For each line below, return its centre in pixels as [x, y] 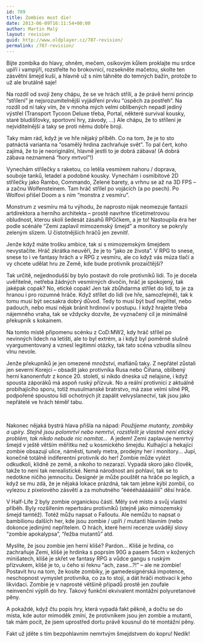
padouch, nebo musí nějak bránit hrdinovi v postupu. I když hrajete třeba [97, 308]
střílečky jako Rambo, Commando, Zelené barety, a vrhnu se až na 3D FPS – [101, 182]
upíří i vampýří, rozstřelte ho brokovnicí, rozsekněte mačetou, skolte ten [96, 69]
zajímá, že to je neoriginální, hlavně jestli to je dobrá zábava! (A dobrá [93, 151]
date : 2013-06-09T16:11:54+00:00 [48, 23]
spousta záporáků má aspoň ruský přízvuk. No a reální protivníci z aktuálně [100, 382]
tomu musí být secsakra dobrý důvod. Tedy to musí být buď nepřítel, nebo [99, 301]
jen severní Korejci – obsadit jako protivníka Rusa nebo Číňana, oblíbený [96, 369]
